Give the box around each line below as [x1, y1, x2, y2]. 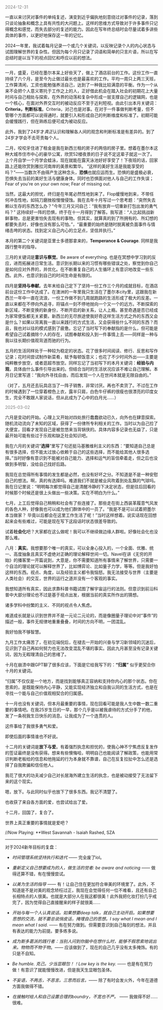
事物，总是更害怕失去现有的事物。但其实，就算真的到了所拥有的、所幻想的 [9, 215, 158, 221]
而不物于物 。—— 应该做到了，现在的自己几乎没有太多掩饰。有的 [29, 944, 158, 950]
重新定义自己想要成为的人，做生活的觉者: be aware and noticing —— [12, 865, 150, 870]
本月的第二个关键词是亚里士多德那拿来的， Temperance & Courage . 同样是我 [5, 238, 158, 244]
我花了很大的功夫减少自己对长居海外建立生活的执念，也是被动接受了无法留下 [5, 773, 158, 778]
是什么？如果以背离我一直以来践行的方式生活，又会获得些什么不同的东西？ [5, 319, 154, 325]
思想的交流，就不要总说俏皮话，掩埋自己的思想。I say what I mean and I [12, 916, 157, 921]
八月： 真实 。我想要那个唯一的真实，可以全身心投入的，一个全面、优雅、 [5, 545, 149, 551]
